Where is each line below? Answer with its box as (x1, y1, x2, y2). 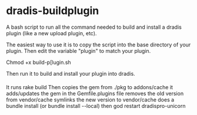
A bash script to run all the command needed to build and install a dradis (6, 23, 182, 31)
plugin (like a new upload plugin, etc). (6, 29, 97, 36)
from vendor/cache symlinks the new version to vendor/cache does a (6, 96, 175, 103)
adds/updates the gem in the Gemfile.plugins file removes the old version (6, 90, 184, 97)
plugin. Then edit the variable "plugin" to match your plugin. (6, 47, 151, 54)
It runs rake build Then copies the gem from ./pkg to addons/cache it (6, 83, 173, 90)
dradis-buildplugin (6, 4, 99, 18)
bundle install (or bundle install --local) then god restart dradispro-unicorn (6, 102, 186, 109)
